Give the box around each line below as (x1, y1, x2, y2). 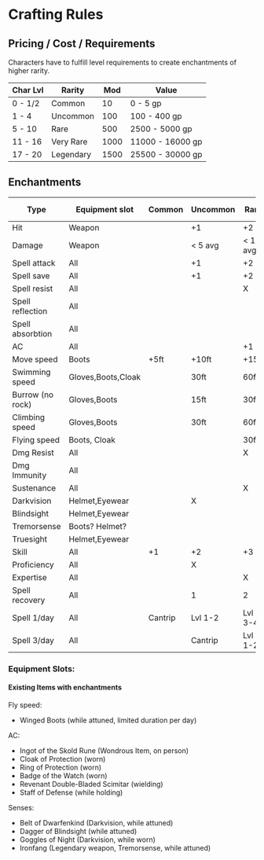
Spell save (12, 270, 50, 281)
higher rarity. (8, 66, 49, 75)
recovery (12, 594, 46, 605)
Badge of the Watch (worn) (19, 770, 108, 780)
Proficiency (12, 559, 54, 570)
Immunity (12, 469, 47, 480)
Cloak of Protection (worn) (19, 754, 106, 763)
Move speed (12, 354, 58, 365)
